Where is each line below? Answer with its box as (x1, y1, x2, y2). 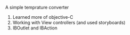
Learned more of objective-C (12, 14, 73, 20)
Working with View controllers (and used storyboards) (12, 20, 125, 25)
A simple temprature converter (5, 5, 69, 10)
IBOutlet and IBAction (12, 25, 58, 31)
